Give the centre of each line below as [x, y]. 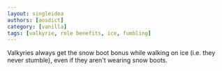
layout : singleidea [36, 14]
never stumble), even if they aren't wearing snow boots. [88, 61]
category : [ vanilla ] [37, 26]
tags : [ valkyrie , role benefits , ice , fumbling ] [79, 33]
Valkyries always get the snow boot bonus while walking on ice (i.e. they [111, 53]
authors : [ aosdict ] [36, 20]
